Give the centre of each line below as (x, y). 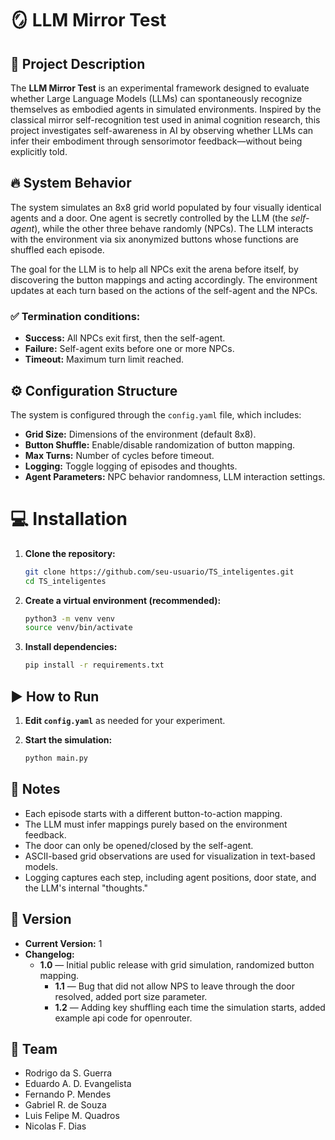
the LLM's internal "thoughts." (86, 888)
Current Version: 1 (63, 943)
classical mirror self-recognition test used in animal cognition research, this (165, 120)
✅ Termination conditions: (75, 316)
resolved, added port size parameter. (131, 996)
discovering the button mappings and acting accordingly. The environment (164, 279)
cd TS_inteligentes (65, 581)
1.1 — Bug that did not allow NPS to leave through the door (174, 986)
